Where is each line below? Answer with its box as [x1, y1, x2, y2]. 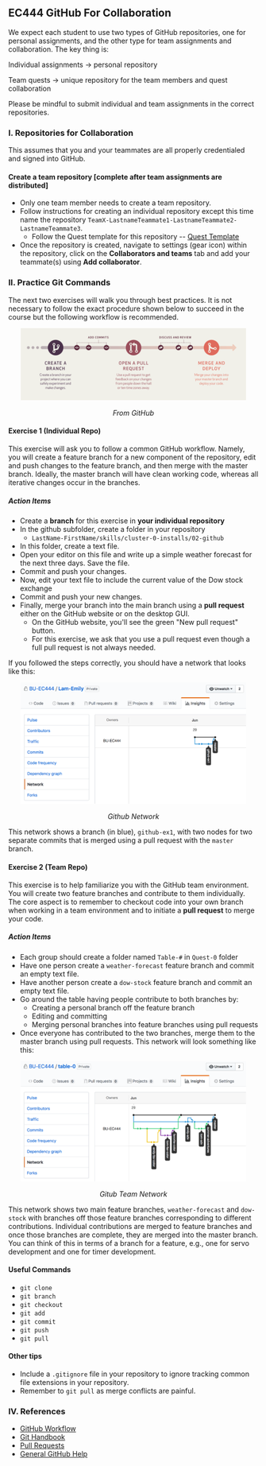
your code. [8, 913, 44, 923]
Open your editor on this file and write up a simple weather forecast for [19, 550, 253, 560]
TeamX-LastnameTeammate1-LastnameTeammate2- [87, 216, 238, 225]
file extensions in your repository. [19, 1378, 129, 1387]
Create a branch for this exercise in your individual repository [19, 516, 225, 526]
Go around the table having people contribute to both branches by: [19, 994, 239, 1004]
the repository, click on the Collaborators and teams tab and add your [19, 249, 250, 258]
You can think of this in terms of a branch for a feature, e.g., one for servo [8, 1238, 250, 1247]
